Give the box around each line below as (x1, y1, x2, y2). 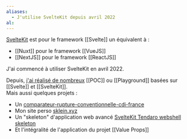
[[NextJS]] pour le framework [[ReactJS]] (14, 54, 117, 61)
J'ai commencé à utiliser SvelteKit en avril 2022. (6, 65, 125, 72)
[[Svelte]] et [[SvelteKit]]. (6, 83, 68, 90)
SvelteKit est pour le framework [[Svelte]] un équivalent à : (6, 36, 150, 43)
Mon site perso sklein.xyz (14, 108, 78, 115)
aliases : (6, 8, 28, 15)
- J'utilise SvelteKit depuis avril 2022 (11, 14, 116, 20)
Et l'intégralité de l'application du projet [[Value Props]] (14, 126, 150, 134)
